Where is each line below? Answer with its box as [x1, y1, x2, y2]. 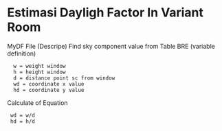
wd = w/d [10, 112, 36, 119]
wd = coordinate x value [13, 80, 85, 87]
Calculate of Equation [7, 98, 68, 107]
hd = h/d [10, 118, 36, 125]
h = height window [13, 69, 67, 75]
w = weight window [13, 62, 67, 69]
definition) [7, 49, 36, 58]
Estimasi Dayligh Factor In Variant [7, 5, 204, 21]
